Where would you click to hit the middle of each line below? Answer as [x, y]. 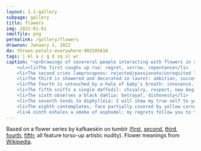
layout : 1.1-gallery [32, 12]
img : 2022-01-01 [26, 28]
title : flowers [25, 23]
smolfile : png [24, 34]
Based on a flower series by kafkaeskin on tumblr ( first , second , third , [92, 129]
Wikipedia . [19, 142]
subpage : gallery [28, 17]
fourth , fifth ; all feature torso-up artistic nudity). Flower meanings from [93, 135]
